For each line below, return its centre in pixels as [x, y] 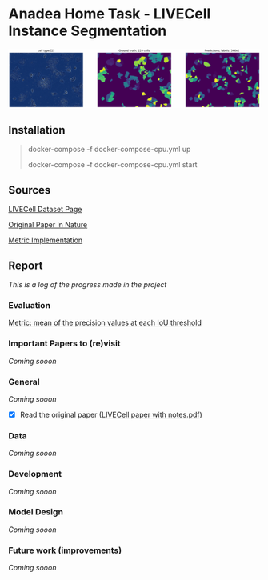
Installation [37, 130]
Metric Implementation [46, 240]
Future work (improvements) [65, 550]
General [24, 382]
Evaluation [29, 305]
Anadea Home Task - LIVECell [110, 14]
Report [26, 265]
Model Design [36, 512]
